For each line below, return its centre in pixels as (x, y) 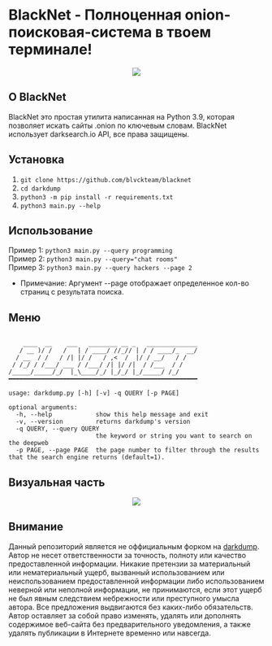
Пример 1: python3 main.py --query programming (91, 251)
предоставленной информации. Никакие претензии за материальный (130, 564)
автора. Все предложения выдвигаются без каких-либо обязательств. (131, 607)
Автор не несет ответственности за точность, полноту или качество (127, 555)
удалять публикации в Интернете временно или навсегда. (110, 633)
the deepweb (28, 443)
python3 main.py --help (60, 206)
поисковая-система (80, 32)
